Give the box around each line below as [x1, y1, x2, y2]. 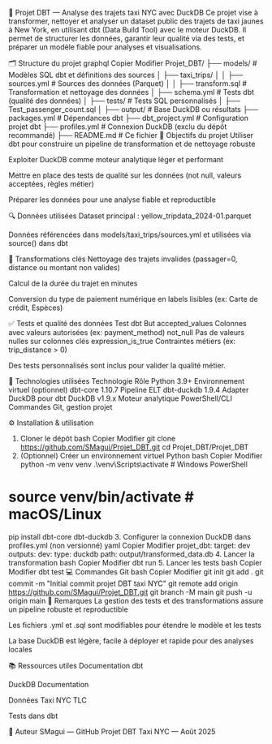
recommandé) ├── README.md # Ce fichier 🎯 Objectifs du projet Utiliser [8, 131, 254, 140]
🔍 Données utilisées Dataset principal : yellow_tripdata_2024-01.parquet [8, 211, 252, 221]
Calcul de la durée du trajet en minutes [8, 278, 138, 288]
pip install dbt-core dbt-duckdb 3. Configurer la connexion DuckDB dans [8, 531, 252, 541]
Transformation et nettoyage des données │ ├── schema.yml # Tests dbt [8, 88, 254, 97]
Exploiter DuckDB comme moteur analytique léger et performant [8, 155, 224, 164]
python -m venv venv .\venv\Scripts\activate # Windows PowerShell [19, 459, 248, 469]
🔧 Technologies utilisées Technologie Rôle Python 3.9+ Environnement [8, 376, 245, 385]
